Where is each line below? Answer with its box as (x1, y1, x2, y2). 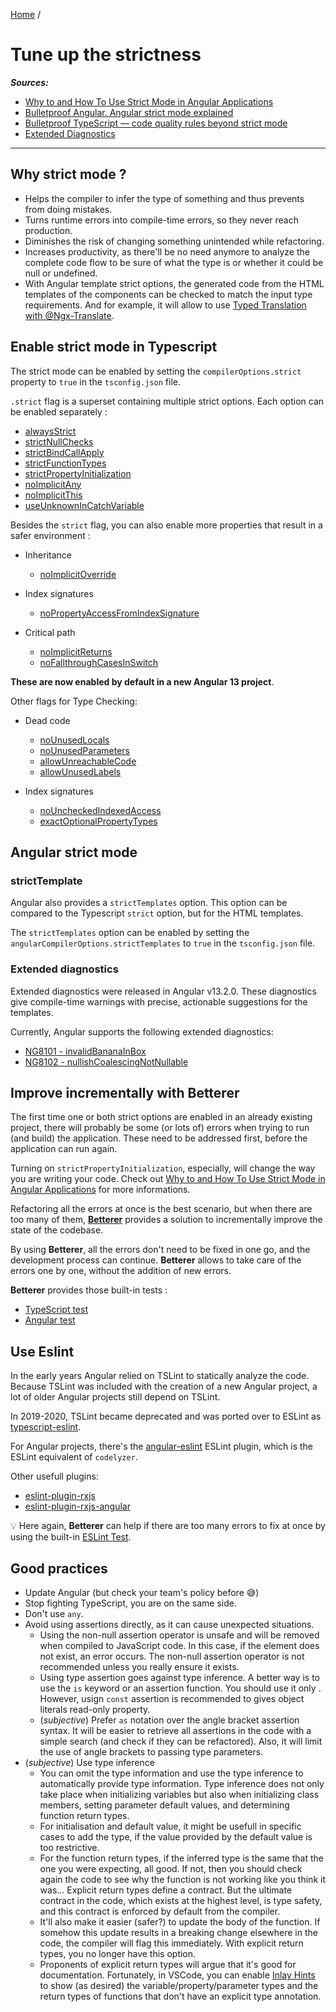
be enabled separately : (10, 405, 108, 418)
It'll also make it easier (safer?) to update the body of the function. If (39, 1915, 321, 1928)
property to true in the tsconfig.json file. (10, 375, 181, 388)
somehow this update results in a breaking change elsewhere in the (39, 1926, 318, 1938)
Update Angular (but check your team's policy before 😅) (24, 1586, 260, 1598)
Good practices (10, 1560, 108, 1577)
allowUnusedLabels (39, 765, 122, 778)
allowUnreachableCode (39, 755, 137, 767)
